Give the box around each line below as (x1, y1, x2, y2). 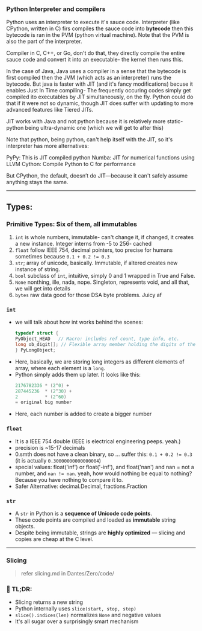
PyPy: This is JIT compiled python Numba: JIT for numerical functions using (6, 154, 195, 161)
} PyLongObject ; (14, 347, 56, 353)
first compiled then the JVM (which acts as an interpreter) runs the (6, 74, 171, 82)
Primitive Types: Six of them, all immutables (6, 220, 137, 228)
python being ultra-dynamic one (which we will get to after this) (6, 124, 164, 132)
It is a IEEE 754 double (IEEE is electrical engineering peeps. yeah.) (14, 437, 181, 445)
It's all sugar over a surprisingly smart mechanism (14, 618, 139, 625)
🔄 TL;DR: (6, 585, 32, 594)
